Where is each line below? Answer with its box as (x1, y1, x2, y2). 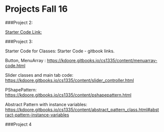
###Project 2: (5, 20, 33, 25)
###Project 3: (5, 38, 33, 44)
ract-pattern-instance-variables (5, 111, 70, 118)
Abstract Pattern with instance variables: (5, 101, 87, 107)
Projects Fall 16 (5, 3, 68, 15)
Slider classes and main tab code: (5, 72, 74, 78)
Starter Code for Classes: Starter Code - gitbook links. (5, 48, 115, 54)
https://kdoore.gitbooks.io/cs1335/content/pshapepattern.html (5, 92, 132, 98)
